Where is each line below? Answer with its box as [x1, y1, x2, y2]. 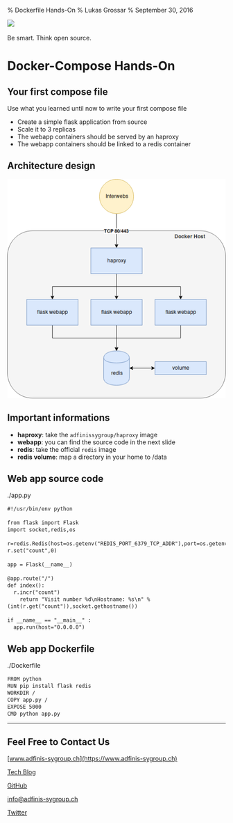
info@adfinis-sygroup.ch [7, 795, 78, 804]
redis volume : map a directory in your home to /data [17, 453, 168, 461]
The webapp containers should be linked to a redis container [17, 140, 191, 148]
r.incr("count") [13, 589, 60, 596]
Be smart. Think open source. [7, 34, 92, 42]
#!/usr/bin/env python [7, 505, 73, 512]
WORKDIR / [7, 689, 36, 697]
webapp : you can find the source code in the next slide [17, 438, 175, 446]
